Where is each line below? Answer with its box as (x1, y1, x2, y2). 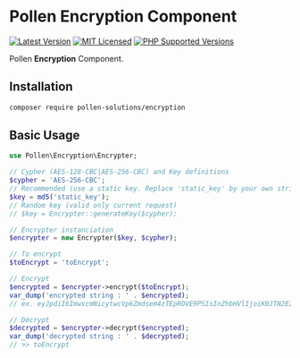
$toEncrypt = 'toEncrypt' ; (9, 258, 110, 268)
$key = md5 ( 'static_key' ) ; (9, 192, 110, 201)
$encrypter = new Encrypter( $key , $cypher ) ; (9, 234, 178, 243)
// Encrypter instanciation (9, 226, 114, 234)
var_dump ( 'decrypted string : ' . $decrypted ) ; (9, 332, 190, 341)
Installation (9, 79, 73, 95)
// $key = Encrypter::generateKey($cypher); (9, 209, 178, 218)
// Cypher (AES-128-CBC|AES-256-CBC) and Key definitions (9, 167, 229, 176)
